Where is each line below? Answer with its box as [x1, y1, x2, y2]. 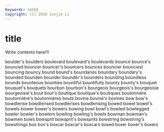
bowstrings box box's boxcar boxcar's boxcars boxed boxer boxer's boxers [5, 122, 159, 128]
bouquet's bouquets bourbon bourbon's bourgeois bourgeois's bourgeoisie [5, 85, 159, 91]
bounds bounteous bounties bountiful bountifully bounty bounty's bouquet [5, 80, 157, 86]
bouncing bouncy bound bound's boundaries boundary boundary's [5, 69, 142, 75]
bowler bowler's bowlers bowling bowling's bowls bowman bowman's [5, 111, 148, 117]
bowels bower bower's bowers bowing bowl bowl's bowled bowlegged [5, 106, 150, 112]
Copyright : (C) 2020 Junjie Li [5, 12, 70, 17]
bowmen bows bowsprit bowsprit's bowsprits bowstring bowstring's [5, 116, 145, 122]
